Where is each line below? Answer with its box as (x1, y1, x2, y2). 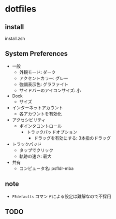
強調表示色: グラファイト (19, 81, 69, 87)
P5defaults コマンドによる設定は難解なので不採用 (12, 193, 111, 199)
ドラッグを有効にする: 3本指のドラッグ (33, 135, 111, 141)
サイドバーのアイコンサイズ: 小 (19, 87, 81, 93)
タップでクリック (19, 147, 54, 153)
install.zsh (5, 35, 25, 41)
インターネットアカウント (12, 104, 63, 110)
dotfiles (5, 3, 37, 15)
